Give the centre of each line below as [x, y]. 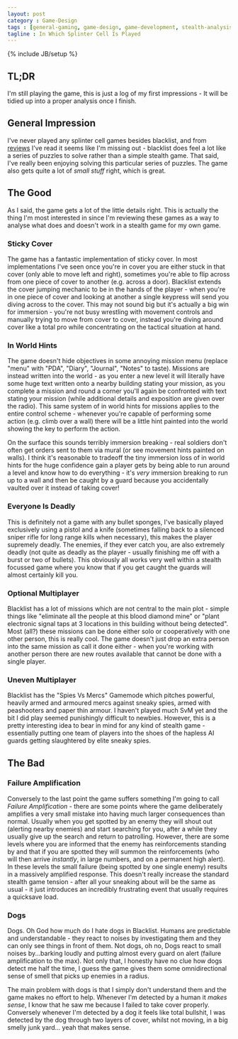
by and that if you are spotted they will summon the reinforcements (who [113, 851]
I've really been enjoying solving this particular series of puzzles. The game [118, 163]
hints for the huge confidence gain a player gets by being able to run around [119, 465]
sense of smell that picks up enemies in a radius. [79, 976]
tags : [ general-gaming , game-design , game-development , [93, 27]
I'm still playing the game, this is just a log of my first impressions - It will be [118, 94]
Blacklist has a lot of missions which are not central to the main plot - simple [118, 608]
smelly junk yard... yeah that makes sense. [69, 1028]
